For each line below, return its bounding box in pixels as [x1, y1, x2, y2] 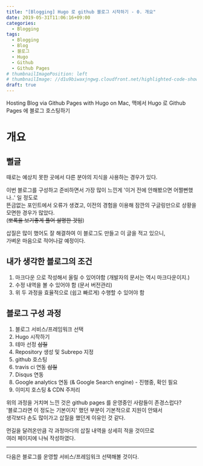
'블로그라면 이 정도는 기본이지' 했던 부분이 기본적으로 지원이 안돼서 [6, 406, 163, 413]
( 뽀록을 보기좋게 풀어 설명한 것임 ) [6, 217, 85, 224]
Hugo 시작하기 [14, 333, 50, 340]
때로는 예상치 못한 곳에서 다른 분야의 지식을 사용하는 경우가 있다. [6, 174, 158, 180]
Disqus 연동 [14, 370, 44, 378]
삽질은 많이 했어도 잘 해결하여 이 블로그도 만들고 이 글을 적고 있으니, [6, 229, 166, 237]
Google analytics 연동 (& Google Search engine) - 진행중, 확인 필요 [14, 378, 178, 386]
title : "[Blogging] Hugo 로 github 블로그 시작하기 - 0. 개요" [6, 8, 156, 15]
